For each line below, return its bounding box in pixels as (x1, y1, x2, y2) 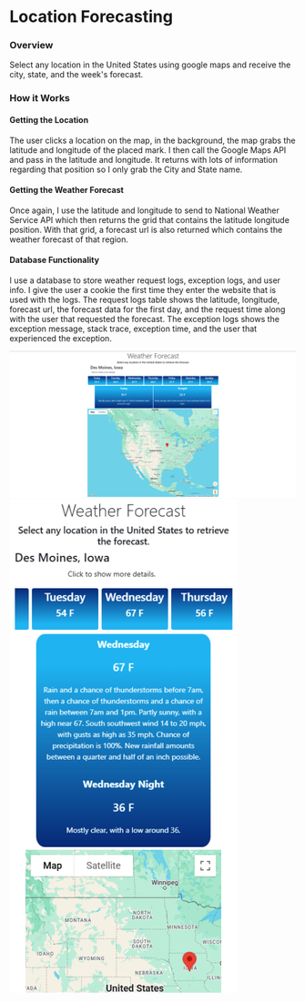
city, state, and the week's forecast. (9, 69, 144, 80)
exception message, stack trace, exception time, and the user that (9, 323, 258, 334)
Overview (9, 39, 54, 52)
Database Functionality (9, 255, 100, 266)
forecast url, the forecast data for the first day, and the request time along (9, 304, 286, 315)
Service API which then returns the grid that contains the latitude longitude (9, 214, 290, 225)
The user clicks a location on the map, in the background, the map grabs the (9, 135, 296, 146)
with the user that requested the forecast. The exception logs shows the (9, 314, 280, 325)
